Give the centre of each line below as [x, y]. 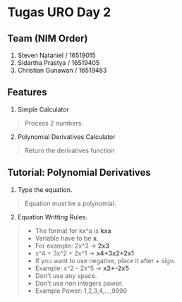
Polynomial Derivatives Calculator [66, 137]
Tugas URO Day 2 [59, 12]
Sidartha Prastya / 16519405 [59, 63]
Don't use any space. [66, 275]
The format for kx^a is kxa [73, 231]
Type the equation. [45, 189]
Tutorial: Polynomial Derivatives [79, 173]
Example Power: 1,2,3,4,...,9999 [81, 291]
